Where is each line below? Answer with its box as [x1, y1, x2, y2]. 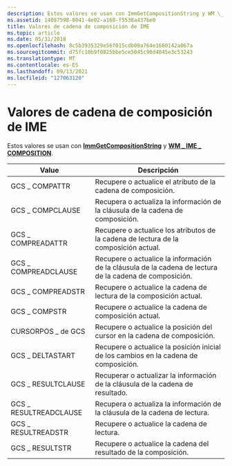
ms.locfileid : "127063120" [7, 74, 85, 82]
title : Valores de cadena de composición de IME [7, 23, 150, 30]
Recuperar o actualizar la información [95, 371, 217, 380]
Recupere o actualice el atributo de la [95, 177, 216, 187]
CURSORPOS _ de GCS [10, 326, 86, 336]
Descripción [137, 165, 179, 175]
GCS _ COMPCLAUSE [10, 205, 81, 215]
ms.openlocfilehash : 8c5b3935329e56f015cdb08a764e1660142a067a [7, 42, 193, 49]
